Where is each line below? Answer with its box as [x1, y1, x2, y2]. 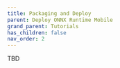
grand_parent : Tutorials [7, 23, 79, 30]
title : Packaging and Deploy [7, 10, 92, 17]
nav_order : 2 [7, 36, 45, 43]
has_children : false [7, 29, 67, 36]
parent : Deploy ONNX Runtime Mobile [7, 16, 113, 23]
